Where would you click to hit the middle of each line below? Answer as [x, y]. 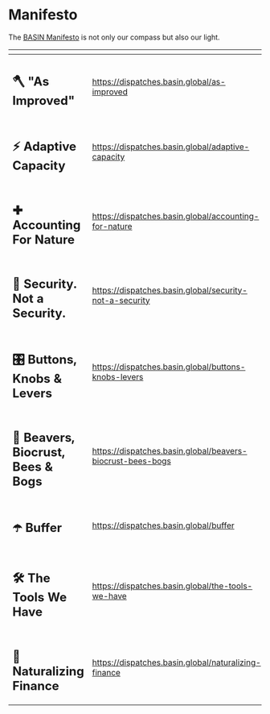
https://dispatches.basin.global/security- [170, 290]
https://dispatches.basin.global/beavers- [170, 451]
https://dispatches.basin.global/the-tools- [172, 586]
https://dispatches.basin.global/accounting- [176, 217]
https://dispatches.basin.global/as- [159, 81]
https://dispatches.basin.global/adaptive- [171, 147]
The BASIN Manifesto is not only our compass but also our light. [114, 37]
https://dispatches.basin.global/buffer [163, 525]
